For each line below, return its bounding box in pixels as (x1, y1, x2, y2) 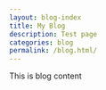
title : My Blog (9, 21, 66, 30)
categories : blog (9, 37, 74, 47)
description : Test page (9, 29, 98, 38)
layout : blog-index (9, 12, 82, 22)
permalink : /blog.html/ (9, 46, 98, 55)
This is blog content (9, 70, 82, 81)
